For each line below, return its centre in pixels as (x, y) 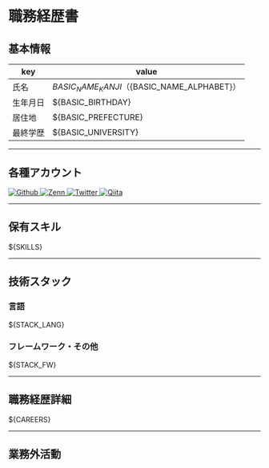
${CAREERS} (30, 419)
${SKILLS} (25, 246)
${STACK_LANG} (36, 324)
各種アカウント (45, 172)
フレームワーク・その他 (53, 347)
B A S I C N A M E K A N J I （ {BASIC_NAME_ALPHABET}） (147, 87)
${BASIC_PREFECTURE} (98, 117)
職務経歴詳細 (40, 399)
